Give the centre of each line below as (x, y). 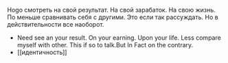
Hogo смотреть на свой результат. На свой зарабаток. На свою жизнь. (112, 10)
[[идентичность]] (42, 52)
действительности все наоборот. (56, 24)
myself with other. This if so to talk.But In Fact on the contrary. (105, 45)
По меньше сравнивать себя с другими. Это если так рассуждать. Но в (113, 17)
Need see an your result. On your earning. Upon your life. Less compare (119, 38)
